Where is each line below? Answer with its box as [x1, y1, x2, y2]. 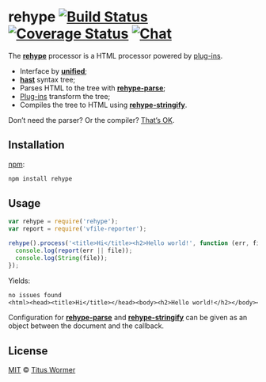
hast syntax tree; [19, 74, 76, 84]
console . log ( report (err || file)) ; [15, 246, 133, 255]
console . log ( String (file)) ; [15, 254, 108, 262]
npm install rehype [8, 174, 73, 182]
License [8, 344, 48, 357]
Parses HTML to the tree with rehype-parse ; [19, 83, 166, 93]
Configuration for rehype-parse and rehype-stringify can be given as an [8, 313, 248, 323]
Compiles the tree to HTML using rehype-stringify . [19, 100, 188, 109]
